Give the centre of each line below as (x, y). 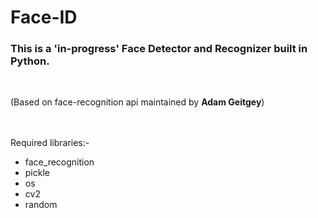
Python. (30, 61)
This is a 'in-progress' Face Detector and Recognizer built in (159, 49)
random (41, 205)
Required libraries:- (50, 143)
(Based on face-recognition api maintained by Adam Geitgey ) (137, 102)
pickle (37, 173)
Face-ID (44, 17)
